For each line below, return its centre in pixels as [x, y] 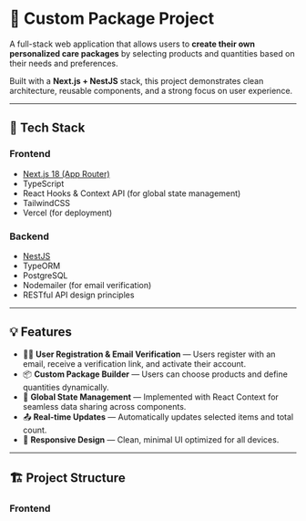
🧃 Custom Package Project [112, 19]
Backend [30, 236]
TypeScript [43, 183]
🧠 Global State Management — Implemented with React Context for [151, 397]
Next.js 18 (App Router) [66, 173]
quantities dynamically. [66, 387]
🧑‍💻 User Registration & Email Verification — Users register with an [149, 354]
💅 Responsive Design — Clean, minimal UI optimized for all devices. [151, 439]
